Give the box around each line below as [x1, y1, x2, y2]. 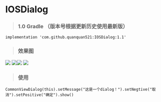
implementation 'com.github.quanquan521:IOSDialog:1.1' [5, 35, 126, 40]
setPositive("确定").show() [16, 92, 74, 98]
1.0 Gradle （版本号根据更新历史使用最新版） [17, 23, 128, 30]
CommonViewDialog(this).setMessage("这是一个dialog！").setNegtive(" [5, 87, 152, 92]
